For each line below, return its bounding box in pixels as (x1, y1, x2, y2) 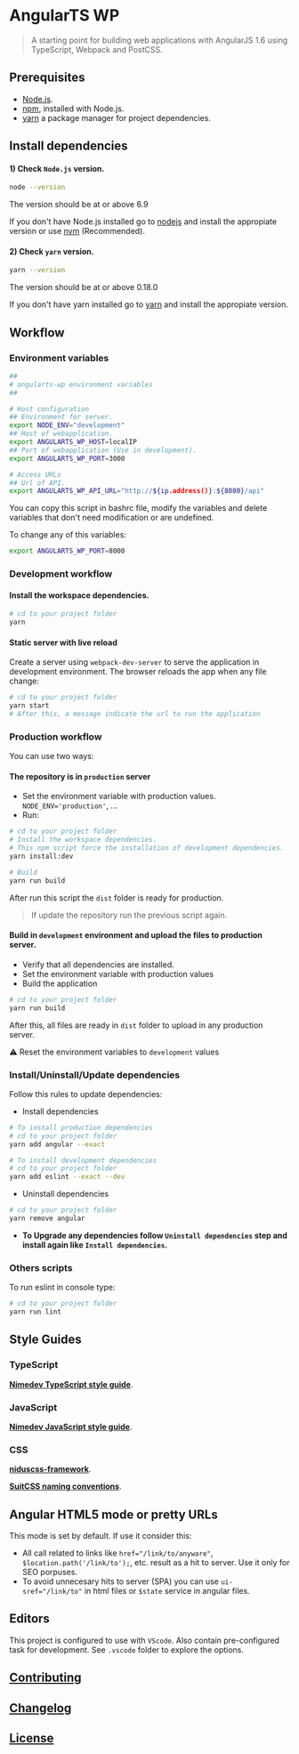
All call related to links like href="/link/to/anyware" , (21, 1548, 214, 1558)
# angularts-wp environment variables (9, 380, 153, 389)
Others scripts (9, 1261, 73, 1273)
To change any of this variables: (9, 529, 127, 540)
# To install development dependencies (9, 1156, 158, 1165)
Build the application (21, 978, 98, 989)
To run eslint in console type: (9, 1282, 116, 1293)
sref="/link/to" (21, 1588, 83, 1596)
